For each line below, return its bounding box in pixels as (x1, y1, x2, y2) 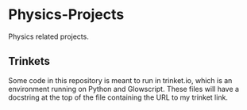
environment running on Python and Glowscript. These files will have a (8, 84, 240, 93)
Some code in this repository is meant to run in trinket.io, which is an (8, 75, 233, 85)
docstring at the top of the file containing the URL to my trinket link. (8, 93, 229, 102)
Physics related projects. (8, 32, 89, 41)
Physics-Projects (8, 6, 125, 24)
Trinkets (8, 55, 50, 68)
